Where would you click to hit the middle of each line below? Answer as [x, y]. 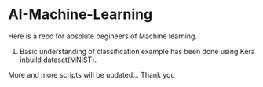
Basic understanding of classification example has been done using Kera [137, 51]
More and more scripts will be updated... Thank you [91, 74]
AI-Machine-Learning [80, 14]
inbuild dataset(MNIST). [58, 60]
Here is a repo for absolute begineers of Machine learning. [103, 36]
